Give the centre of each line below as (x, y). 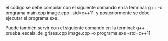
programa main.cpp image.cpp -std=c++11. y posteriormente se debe (77, 13)
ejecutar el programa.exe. (32, 18)
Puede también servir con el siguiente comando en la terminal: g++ (75, 28)
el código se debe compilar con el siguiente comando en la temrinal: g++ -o (84, 7)
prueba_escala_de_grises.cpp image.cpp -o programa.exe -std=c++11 (78, 33)
